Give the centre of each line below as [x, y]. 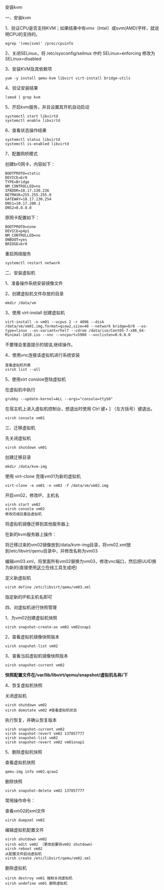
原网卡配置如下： [22, 217]
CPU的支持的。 [25, 34]
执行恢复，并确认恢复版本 [31, 720]
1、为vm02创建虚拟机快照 [31, 618]
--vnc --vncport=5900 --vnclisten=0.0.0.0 [87, 335]
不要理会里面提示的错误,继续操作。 [40, 345]
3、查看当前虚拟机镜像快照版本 [37, 656]
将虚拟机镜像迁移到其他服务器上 [37, 524]
